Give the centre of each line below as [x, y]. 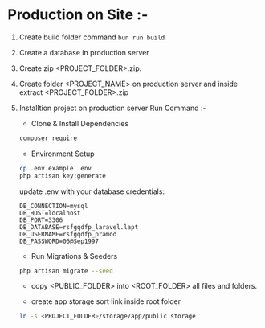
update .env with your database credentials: [92, 191]
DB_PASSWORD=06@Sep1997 [59, 241]
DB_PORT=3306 [41, 220]
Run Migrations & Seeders [74, 256]
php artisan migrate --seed [66, 271]
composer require [48, 138]
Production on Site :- [78, 15]
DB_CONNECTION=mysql [53, 206]
